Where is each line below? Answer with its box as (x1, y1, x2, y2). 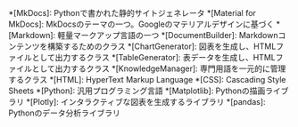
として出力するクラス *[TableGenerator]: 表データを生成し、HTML (31, 52, 276, 62)
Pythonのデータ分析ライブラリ (8, 107, 121, 118)
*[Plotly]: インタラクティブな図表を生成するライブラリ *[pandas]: (25, 97, 266, 107)
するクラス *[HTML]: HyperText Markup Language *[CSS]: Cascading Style (8, 75, 286, 84)
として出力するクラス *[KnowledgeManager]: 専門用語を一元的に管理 (31, 63, 286, 74)
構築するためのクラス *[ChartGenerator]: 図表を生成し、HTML (46, 41, 277, 52)
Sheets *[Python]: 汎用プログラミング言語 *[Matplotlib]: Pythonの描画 (8, 85, 266, 96)
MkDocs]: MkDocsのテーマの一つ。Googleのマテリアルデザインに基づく (8, 19, 275, 29)
